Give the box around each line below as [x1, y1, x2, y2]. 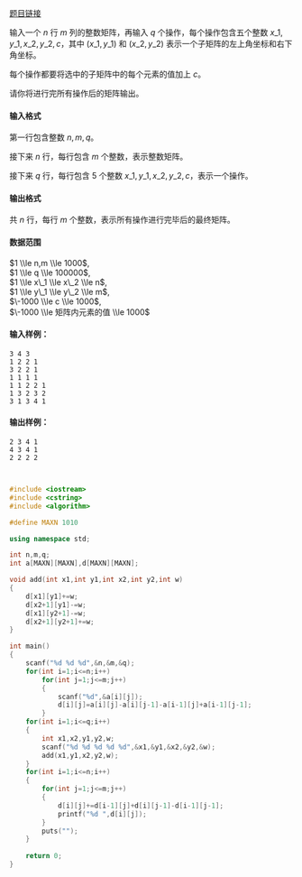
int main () [9, 642, 50, 651]
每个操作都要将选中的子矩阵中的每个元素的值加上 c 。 [9, 69, 206, 79]
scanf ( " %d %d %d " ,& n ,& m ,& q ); [25, 659, 135, 668]
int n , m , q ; [9, 550, 50, 559]
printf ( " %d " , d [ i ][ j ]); [57, 809, 147, 818]
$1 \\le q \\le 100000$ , [9, 267, 91, 278]
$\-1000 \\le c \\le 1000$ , [9, 296, 102, 307]
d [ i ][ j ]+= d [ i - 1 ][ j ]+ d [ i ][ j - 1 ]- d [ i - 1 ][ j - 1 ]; [57, 801, 224, 810]
